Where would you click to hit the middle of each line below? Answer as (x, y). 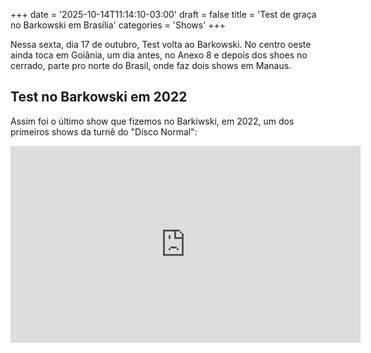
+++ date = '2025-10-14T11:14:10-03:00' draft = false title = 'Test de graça (163, 14)
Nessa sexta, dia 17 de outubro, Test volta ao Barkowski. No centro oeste (161, 44)
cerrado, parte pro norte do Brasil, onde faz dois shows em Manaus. (151, 65)
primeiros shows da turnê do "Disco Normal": (104, 131)
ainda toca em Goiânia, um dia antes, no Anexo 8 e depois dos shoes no (159, 55)
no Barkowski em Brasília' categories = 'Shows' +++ (118, 25)
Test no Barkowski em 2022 (99, 97)
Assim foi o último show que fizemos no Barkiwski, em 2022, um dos (152, 121)
